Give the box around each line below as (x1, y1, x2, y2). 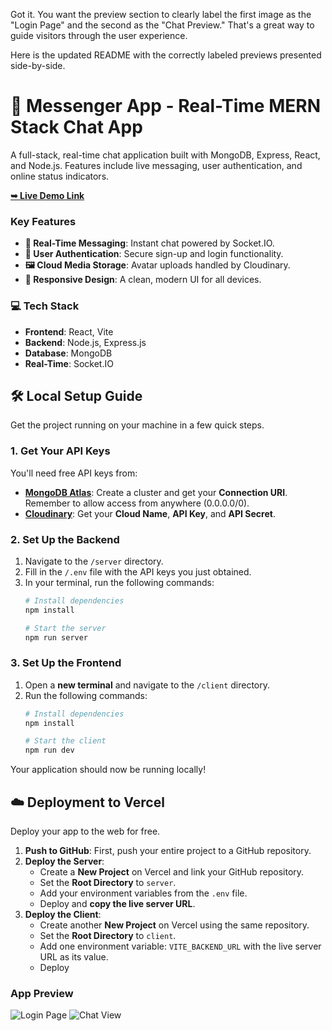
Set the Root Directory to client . (39, 930, 177, 942)
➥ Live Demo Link (10, 189, 85, 201)
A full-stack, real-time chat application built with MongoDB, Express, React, (10, 149, 321, 161)
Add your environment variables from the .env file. (39, 887, 248, 899)
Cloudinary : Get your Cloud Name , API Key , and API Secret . (24, 507, 276, 519)
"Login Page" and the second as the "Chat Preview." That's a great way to (10, 19, 315, 31)
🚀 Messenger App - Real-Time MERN (10, 95, 321, 118)
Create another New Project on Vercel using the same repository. (39, 919, 310, 931)
